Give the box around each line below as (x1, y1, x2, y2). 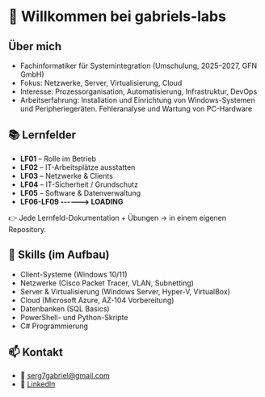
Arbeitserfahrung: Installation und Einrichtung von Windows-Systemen (19, 95, 256, 104)
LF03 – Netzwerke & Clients (19, 171, 113, 180)
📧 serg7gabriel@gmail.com (19, 371, 111, 381)
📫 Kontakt (8, 345, 63, 359)
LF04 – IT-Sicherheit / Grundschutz (19, 179, 139, 189)
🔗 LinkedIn (19, 379, 56, 389)
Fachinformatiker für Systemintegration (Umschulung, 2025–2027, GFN (19, 61, 258, 70)
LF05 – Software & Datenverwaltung (19, 188, 141, 197)
